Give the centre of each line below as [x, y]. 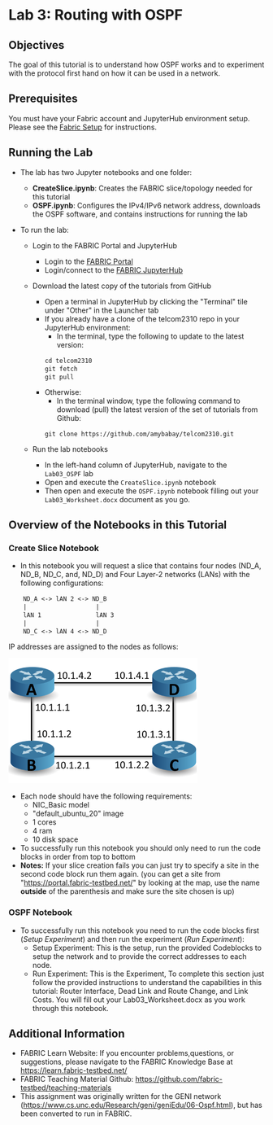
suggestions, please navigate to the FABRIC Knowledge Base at [126, 1062]
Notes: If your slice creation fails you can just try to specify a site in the [140, 865]
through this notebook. [70, 1008]
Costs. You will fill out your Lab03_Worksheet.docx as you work [139, 1000]
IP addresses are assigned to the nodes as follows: [93, 647]
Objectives [37, 45]
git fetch [61, 369]
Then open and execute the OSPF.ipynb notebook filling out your [152, 491]
